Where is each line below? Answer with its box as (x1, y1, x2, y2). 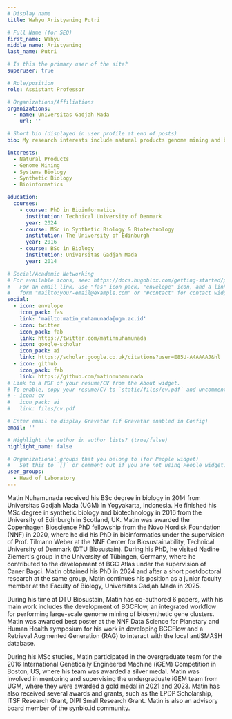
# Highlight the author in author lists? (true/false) (7, 437, 168, 443)
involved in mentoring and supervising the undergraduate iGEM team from (7, 674, 219, 682)
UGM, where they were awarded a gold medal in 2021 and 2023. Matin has (7, 682, 220, 690)
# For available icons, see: (7, 277, 91, 284)
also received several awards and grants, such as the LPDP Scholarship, (7, 689, 213, 698)
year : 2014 (25, 258, 57, 265)
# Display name (7, 10, 51, 17)
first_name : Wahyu (7, 35, 60, 42)
